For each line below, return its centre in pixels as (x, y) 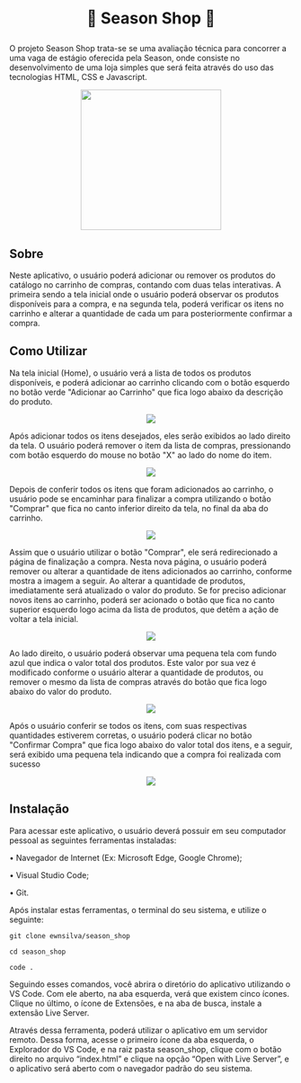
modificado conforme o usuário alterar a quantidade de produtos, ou (136, 672)
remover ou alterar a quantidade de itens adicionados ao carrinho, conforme (150, 571)
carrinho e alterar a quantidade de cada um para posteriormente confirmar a (151, 313)
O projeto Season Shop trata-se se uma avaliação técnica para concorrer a (148, 49)
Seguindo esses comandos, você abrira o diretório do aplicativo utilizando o (150, 984)
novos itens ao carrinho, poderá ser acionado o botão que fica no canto (142, 599)
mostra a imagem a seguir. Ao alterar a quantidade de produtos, (127, 581)
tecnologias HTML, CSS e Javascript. (79, 77)
